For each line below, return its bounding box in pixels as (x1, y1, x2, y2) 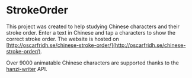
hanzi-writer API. (6, 65, 47, 72)
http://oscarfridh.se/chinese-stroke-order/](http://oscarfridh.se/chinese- (8, 42, 186, 49)
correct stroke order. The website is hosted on (6, 35, 120, 42)
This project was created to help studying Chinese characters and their (6, 23, 180, 30)
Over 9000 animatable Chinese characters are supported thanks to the (6, 59, 179, 66)
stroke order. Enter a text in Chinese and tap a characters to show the (6, 29, 176, 36)
